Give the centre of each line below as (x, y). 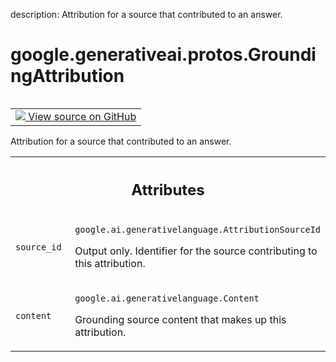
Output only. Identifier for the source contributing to (196, 251)
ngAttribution (67, 76)
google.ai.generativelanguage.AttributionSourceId (197, 230)
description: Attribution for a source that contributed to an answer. (146, 14)
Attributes (168, 189)
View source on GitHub (82, 116)
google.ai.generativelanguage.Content (167, 298)
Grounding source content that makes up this (180, 320)
